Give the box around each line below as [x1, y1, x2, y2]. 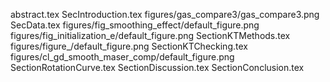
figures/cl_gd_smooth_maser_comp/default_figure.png [10, 51, 235, 63]
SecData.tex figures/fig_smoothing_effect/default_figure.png [10, 19, 260, 31]
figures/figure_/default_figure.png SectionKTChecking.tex [10, 40, 248, 52]
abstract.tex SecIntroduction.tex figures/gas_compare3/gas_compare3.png [10, 9, 320, 20]
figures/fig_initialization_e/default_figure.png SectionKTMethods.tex [10, 30, 291, 41]
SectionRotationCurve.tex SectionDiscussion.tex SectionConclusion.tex [10, 62, 305, 73]
